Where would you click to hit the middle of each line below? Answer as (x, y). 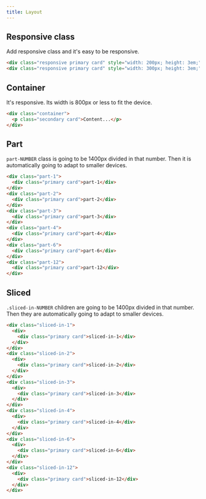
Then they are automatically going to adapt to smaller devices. (85, 314)
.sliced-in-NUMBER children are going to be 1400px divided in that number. (100, 307)
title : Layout (25, 12)
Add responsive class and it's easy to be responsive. (73, 51)
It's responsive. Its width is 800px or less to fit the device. (79, 102)
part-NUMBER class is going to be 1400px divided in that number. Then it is (99, 159)
